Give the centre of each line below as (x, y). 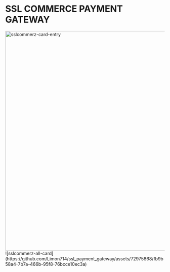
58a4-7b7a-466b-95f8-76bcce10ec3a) (46, 264)
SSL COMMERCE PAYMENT (64, 9)
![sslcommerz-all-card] (29, 253)
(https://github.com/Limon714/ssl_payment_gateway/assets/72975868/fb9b (84, 259)
